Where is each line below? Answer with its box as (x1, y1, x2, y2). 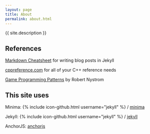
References (5, 44, 42, 52)
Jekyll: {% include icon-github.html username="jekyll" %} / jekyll (5, 114, 138, 119)
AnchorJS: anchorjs (5, 123, 46, 129)
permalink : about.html (5, 16, 52, 21)
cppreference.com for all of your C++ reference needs (5, 67, 116, 73)
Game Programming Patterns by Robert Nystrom (5, 77, 104, 83)
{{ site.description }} (5, 30, 47, 36)
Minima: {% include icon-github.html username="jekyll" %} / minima (5, 104, 145, 110)
